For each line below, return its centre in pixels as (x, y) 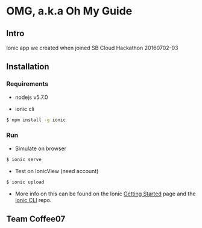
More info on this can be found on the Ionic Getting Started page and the (105, 194)
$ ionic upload (25, 182)
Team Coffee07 (36, 219)
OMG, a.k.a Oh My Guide (69, 11)
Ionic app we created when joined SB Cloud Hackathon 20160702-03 (92, 48)
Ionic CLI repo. (33, 200)
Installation (28, 67)
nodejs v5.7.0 (31, 97)
